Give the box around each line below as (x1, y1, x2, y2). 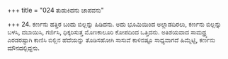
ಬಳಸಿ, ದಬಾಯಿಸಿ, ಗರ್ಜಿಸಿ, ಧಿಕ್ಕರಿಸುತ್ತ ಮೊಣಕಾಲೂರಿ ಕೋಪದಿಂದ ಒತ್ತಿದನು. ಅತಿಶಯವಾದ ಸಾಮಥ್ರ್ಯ (7, 28, 207, 36)
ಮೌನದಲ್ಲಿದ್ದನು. (7, 44, 40, 52)
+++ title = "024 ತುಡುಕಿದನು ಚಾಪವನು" (7, 6, 104, 14)
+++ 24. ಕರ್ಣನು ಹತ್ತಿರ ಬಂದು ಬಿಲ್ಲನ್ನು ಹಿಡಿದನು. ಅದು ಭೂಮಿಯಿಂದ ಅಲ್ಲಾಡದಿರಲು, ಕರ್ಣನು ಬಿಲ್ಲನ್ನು (7, 20, 222, 28)
